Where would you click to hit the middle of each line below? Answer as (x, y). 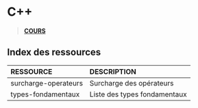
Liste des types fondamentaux (138, 94)
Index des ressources (54, 52)
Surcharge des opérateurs (132, 83)
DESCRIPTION (113, 71)
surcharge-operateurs (47, 83)
